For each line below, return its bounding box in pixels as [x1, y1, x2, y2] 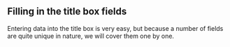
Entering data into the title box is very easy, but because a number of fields [7, 24, 224, 32]
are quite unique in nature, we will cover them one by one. [7, 32, 175, 40]
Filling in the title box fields [7, 6, 127, 18]
